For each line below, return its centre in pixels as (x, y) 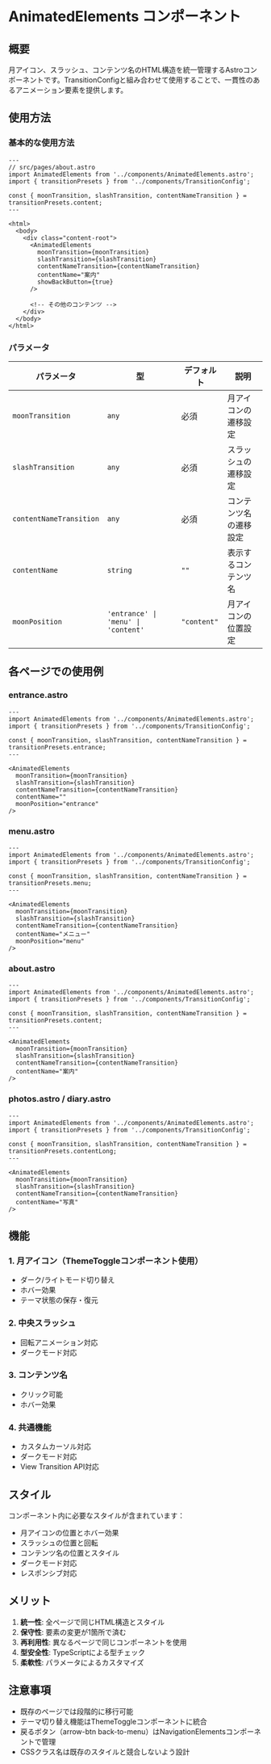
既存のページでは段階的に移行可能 (77, 1711)
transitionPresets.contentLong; (63, 1151)
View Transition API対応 (59, 1467)
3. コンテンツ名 (38, 1375)
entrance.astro (38, 695)
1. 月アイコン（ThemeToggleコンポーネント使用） (106, 1261)
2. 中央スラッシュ (42, 1323)
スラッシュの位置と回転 (59, 1543)
